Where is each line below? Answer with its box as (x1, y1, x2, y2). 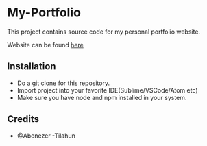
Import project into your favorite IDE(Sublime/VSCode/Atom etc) (16, 86, 198, 94)
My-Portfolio (7, 5, 81, 21)
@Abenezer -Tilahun (16, 132, 75, 140)
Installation (7, 60, 56, 73)
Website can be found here (7, 40, 84, 49)
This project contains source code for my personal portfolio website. (7, 27, 201, 36)
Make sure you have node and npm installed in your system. (16, 93, 187, 101)
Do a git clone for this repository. (16, 79, 110, 87)
